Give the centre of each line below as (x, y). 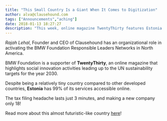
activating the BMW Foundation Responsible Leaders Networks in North (79, 48)
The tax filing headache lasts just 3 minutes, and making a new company (80, 98)
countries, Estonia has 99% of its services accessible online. (68, 88)
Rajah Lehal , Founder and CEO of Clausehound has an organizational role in (83, 42)
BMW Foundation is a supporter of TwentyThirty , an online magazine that (81, 63)
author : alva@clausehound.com (37, 14)
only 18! (13, 103)
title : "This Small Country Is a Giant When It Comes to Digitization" (81, 10)
